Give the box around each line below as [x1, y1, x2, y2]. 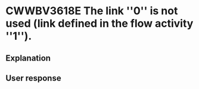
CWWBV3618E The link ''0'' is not [5, 4, 178, 18]
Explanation [5, 53, 51, 63]
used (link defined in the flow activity [5, 17, 194, 30]
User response [5, 73, 61, 83]
